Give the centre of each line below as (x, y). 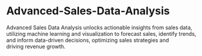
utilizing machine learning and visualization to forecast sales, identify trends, (101, 33)
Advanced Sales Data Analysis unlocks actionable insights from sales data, (99, 27)
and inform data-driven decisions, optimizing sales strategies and (88, 40)
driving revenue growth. (36, 46)
